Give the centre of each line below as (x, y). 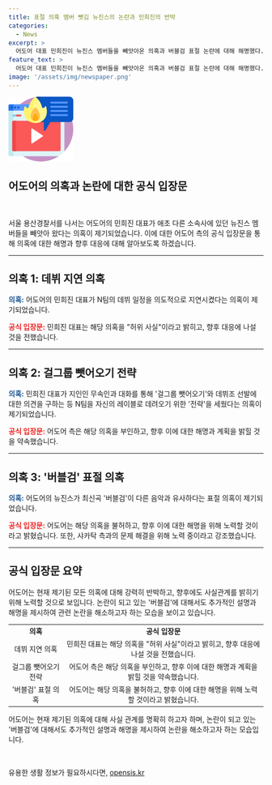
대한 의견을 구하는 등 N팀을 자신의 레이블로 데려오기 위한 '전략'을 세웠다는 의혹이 (135, 404)
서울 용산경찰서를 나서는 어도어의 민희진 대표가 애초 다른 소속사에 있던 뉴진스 (130, 223)
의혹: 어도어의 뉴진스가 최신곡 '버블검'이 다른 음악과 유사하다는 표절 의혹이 (125, 498)
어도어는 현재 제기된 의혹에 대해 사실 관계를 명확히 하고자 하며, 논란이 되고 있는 (132, 719)
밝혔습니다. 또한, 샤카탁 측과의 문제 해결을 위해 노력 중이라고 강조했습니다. (140, 535)
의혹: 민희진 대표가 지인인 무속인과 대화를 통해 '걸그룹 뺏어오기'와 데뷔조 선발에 (133, 394)
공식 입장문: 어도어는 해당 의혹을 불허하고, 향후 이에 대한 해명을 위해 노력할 (126, 525)
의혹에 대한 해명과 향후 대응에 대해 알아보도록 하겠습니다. (106, 243)
